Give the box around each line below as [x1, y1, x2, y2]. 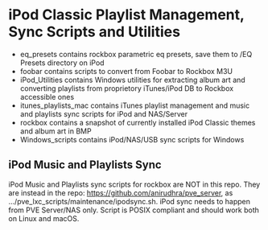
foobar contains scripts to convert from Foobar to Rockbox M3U [19, 66, 233, 76]
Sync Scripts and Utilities [8, 23, 181, 41]
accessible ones [19, 92, 75, 101]
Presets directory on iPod [19, 58, 105, 68]
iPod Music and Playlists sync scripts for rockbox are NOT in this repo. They [8, 179, 261, 189]
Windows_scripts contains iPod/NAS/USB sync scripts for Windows [19, 134, 245, 144]
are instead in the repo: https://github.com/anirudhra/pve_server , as [8, 187, 233, 198]
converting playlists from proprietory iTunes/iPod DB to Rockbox [19, 83, 234, 93]
